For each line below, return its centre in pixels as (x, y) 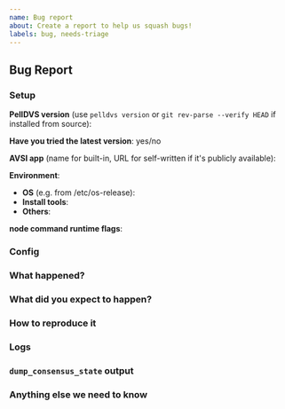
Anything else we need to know (79, 394)
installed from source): (51, 124)
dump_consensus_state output (72, 371)
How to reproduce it (53, 323)
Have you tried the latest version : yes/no (85, 141)
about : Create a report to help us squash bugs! (101, 26)
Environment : (35, 176)
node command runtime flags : (66, 229)
